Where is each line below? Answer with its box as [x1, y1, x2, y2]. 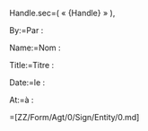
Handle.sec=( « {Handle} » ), [9, 8, 116, 18]
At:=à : [9, 94, 34, 105]
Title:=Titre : [9, 60, 55, 70]
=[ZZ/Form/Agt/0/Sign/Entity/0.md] [9, 112, 140, 122]
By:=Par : [9, 25, 44, 35]
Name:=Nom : [9, 42, 61, 53]
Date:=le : [9, 77, 46, 88]
